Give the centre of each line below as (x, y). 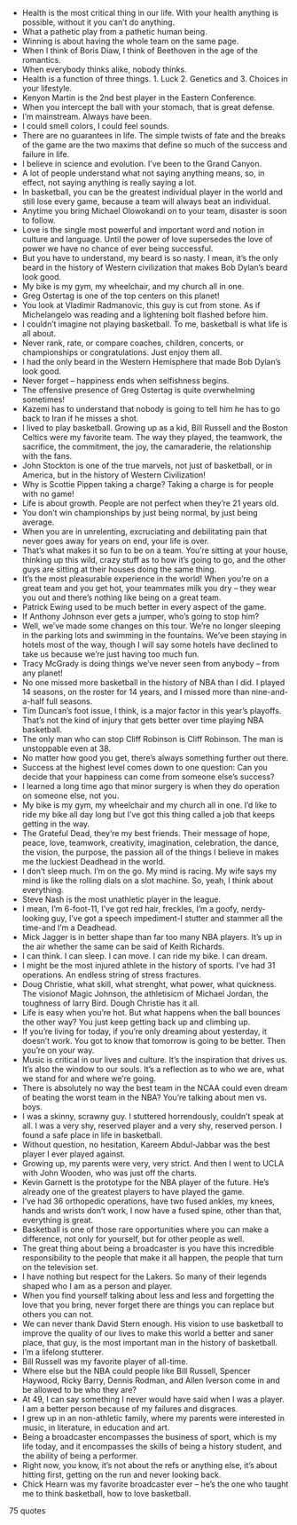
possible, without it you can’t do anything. (98, 22)
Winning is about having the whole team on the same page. (130, 41)
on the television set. (60, 1267)
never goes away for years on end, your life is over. (116, 541)
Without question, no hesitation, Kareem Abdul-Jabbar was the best (146, 1145)
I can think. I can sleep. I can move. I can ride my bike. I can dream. (145, 956)
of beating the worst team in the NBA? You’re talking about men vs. (145, 1097)
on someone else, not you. (70, 795)
